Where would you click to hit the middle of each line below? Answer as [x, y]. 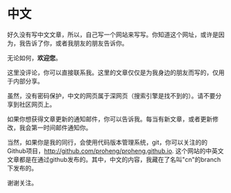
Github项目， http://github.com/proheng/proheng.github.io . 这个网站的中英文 [115, 151]
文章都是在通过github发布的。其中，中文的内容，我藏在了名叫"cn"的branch [114, 159]
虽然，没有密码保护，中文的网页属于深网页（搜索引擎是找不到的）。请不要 [111, 95]
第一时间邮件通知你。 [61, 128]
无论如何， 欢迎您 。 [34, 58]
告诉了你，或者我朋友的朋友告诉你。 [77, 43]
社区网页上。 [37, 104]
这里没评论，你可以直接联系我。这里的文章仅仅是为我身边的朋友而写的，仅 [113, 72]
